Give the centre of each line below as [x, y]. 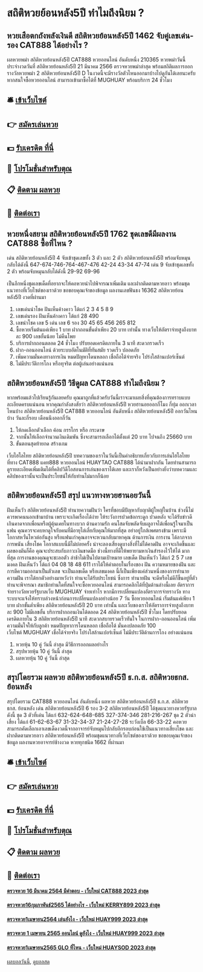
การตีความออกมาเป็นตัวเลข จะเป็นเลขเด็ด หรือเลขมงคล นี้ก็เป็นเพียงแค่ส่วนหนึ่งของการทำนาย [98, 571]
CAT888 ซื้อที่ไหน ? [40, 243]
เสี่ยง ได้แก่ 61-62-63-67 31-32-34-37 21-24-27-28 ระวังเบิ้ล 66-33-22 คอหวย [97, 721]
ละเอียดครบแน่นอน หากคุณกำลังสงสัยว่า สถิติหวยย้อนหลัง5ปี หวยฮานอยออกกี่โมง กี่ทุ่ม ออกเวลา [102, 404]
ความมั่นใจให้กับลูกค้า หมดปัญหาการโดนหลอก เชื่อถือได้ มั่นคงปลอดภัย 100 [82, 625]
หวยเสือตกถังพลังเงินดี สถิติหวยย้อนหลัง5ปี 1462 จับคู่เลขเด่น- [100, 35]
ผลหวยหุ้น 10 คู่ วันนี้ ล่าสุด [43, 658]
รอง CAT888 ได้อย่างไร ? [47, 45]
